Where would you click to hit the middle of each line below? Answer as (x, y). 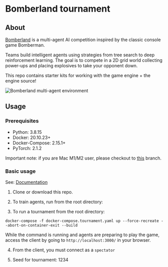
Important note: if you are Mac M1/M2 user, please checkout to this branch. (83, 158)
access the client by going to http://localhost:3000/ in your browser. (78, 240)
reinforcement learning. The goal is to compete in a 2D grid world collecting (84, 60)
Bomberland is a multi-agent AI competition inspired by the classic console (83, 40)
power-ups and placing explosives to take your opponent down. (71, 66)
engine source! (21, 81)
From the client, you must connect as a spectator (64, 250)
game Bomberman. (25, 45)
